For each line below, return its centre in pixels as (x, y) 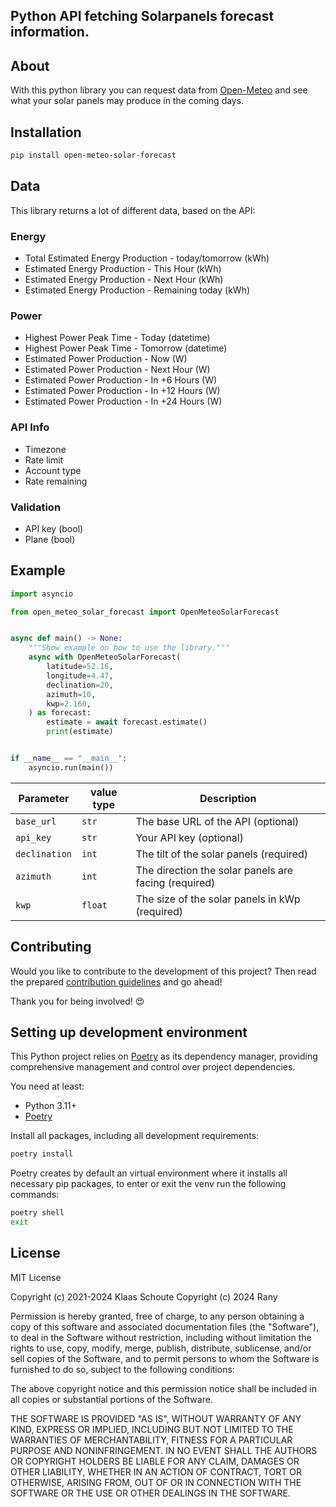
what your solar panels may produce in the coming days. (127, 101)
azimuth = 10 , (71, 694)
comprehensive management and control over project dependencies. (153, 1067)
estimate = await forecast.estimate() (127, 722)
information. (50, 32)
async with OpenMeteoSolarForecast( (105, 657)
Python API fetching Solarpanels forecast (142, 16)
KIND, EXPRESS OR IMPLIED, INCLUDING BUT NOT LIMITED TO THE (152, 1429)
